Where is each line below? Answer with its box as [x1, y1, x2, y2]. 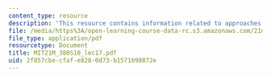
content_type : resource [8, 11, 89, 20]
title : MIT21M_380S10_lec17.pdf [8, 49, 117, 57]
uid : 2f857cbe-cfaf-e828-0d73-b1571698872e [8, 57, 157, 65]
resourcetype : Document [8, 42, 89, 50]
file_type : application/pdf [8, 34, 103, 43]
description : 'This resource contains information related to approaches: [8, 19, 265, 27]
